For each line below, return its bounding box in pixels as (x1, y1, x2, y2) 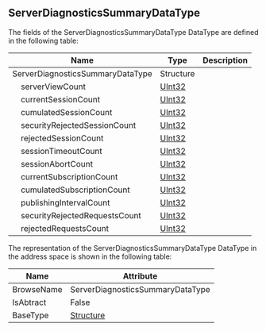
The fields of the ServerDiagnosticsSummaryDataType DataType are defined (8, 27, 259, 37)
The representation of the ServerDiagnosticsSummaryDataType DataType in (8, 243, 257, 252)
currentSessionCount (21, 94, 101, 105)
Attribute (122, 270, 158, 281)
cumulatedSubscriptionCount (21, 184, 130, 195)
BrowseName (12, 283, 63, 294)
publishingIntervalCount (21, 197, 110, 208)
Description (202, 55, 249, 66)
